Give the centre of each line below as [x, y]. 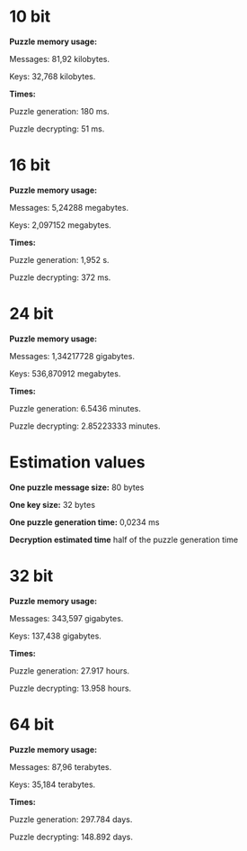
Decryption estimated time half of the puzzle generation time [124, 539]
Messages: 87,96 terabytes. [61, 766]
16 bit [30, 165]
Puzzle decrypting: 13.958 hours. [71, 688]
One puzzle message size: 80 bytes [77, 487]
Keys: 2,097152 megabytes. [61, 225]
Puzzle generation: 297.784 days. [71, 819]
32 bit [31, 576]
